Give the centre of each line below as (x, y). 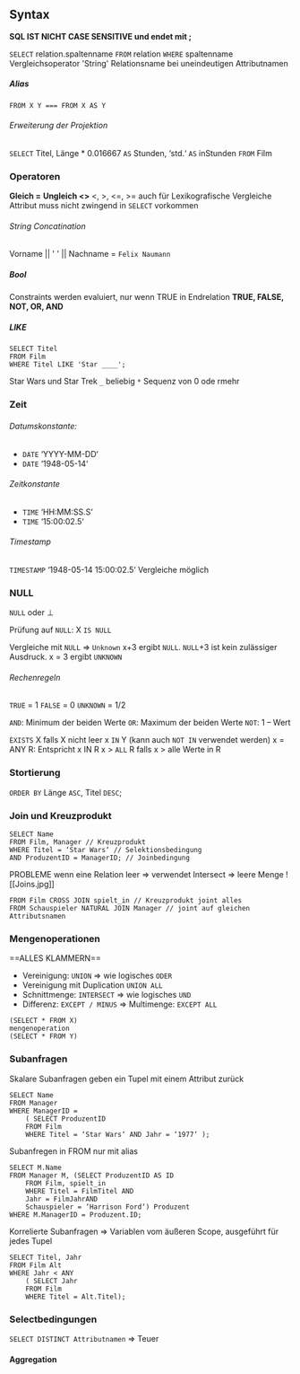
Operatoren (35, 176)
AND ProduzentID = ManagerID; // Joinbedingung (100, 858)
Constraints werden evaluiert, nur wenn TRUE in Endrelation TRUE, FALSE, (146, 297)
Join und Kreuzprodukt (60, 815)
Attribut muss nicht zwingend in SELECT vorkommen (104, 206)
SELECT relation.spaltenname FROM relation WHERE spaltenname (121, 54)
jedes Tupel (31, 1241)
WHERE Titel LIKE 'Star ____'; (68, 365)
